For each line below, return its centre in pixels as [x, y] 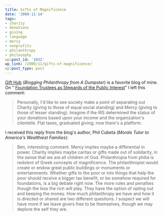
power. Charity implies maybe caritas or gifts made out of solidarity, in [87, 152]
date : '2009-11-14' [25, 14]
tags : [10, 19]
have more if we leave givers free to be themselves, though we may [85, 204]
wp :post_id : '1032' [25, 59]
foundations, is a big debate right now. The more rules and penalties [85, 183]
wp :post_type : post [25, 69]
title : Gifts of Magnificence [36, 10]
